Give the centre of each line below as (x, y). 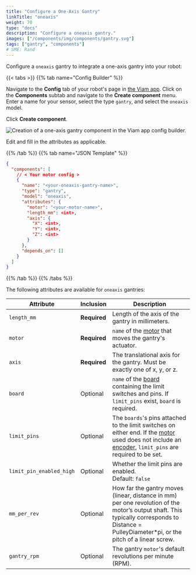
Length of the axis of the (146, 314)
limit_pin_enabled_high (42, 471)
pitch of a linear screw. (143, 539)
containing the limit (138, 386)
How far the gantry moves (148, 488)
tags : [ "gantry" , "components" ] (45, 45)
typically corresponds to (146, 518)
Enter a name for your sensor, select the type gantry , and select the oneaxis (97, 101)
